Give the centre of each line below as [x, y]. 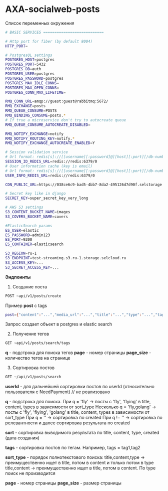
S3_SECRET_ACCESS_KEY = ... [32, 267]
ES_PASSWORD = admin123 [28, 235]
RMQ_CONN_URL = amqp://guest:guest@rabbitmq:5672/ [57, 101]
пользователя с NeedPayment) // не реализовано [58, 392]
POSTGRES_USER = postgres [30, 74]
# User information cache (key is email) [49, 166]
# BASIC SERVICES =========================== [54, 32]
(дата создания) [22, 438]
